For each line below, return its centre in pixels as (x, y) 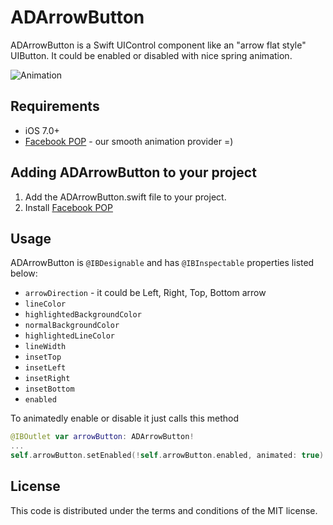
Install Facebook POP (68, 207)
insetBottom (49, 389)
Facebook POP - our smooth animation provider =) (129, 141)
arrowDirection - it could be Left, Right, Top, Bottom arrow (145, 293)
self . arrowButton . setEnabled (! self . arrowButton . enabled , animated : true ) (167, 456)
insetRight (47, 379)
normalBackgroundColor (72, 326)
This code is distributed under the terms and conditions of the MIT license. (164, 510)
